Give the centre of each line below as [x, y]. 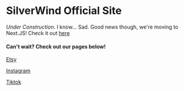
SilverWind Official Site [64, 11]
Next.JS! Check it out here [38, 33]
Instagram [18, 71]
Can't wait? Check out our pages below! [56, 46]
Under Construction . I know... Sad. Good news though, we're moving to [92, 27]
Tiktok [14, 82]
